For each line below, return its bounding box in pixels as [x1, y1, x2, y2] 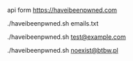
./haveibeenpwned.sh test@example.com [7, 33, 127, 41]
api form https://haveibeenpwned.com [7, 6, 117, 14]
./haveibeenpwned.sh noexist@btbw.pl [7, 46, 118, 54]
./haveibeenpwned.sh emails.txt [7, 19, 99, 27]
